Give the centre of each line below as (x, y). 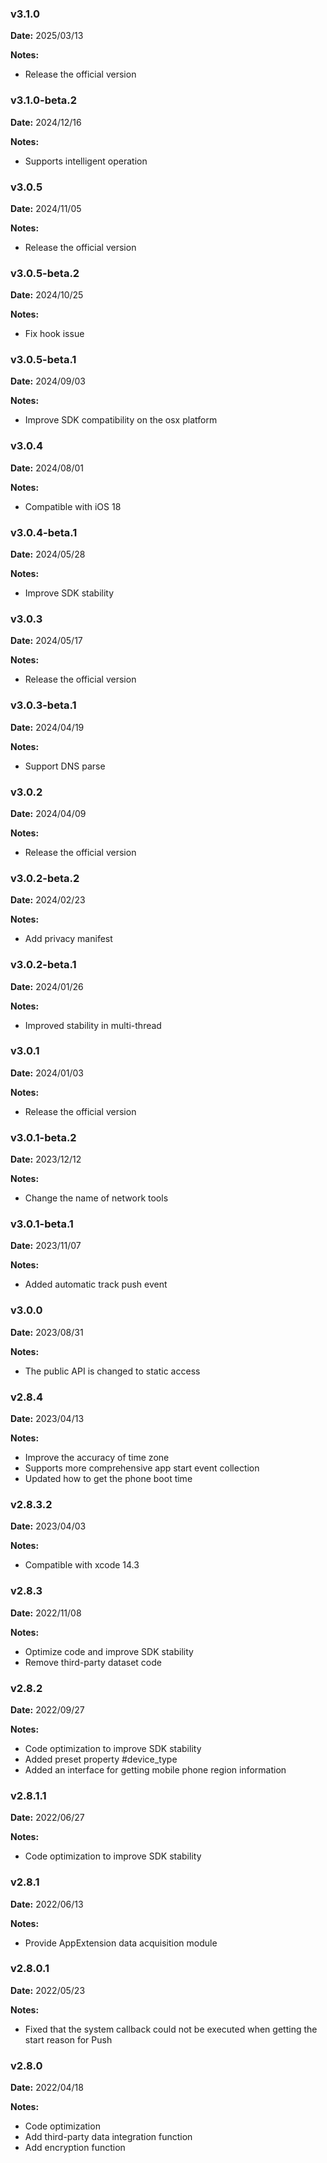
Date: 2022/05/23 (48, 1990)
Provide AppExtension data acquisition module (121, 1943)
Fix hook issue (54, 334)
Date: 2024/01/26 (47, 986)
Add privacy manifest (68, 939)
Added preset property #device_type (101, 1759)
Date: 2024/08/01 (47, 468)
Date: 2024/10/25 (47, 295)
